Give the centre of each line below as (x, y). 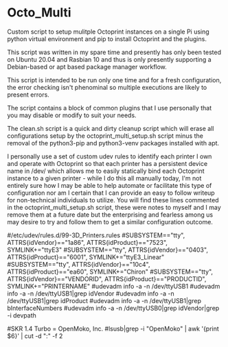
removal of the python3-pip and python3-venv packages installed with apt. (113, 143)
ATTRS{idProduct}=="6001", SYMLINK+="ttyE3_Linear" (86, 257)
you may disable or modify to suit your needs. (72, 115)
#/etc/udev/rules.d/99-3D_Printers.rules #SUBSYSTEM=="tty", (96, 235)
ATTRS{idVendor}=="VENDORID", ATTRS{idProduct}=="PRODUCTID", (107, 278)
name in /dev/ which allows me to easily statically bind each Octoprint (106, 171)
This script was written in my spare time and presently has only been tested (114, 52)
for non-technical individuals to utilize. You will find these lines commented (113, 200)
